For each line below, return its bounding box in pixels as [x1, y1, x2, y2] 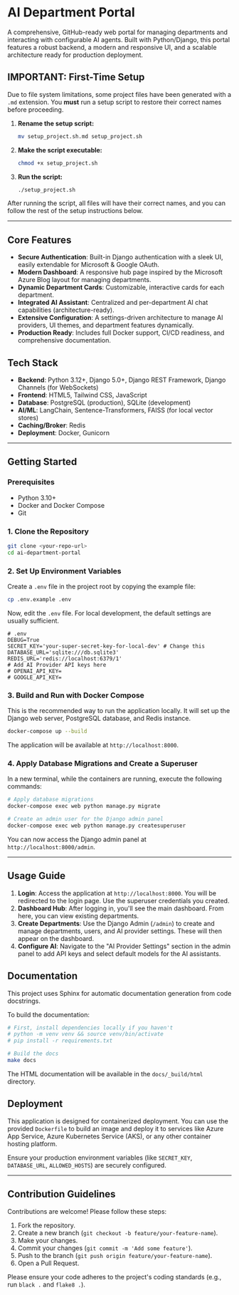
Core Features [7, 234, 72, 246]
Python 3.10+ [17, 493, 57, 502]
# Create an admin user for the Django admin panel [7, 816, 164, 823]
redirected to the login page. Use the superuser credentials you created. [17, 896, 230, 905]
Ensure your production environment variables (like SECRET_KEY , [7, 1153, 193, 1162]
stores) [17, 414, 39, 422]
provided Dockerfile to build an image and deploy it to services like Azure [7, 1124, 224, 1133]
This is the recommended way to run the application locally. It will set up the [7, 707, 230, 715]
